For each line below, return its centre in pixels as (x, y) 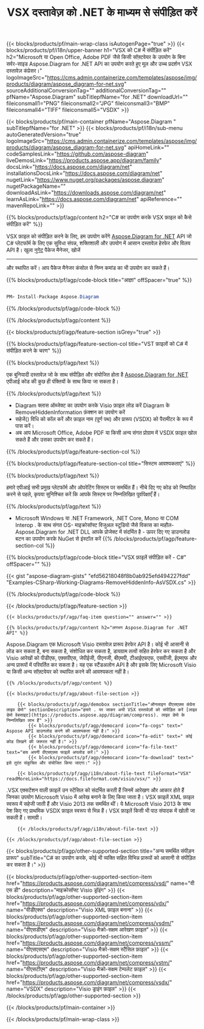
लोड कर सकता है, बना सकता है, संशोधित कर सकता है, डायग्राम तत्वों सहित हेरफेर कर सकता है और (101, 651)
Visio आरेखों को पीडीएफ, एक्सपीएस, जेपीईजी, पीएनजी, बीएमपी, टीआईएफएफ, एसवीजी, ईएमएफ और (102, 658)
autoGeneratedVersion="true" (44, 135)
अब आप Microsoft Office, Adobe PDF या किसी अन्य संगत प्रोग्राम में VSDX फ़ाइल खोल (106, 433)
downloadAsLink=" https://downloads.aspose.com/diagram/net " (86, 193)
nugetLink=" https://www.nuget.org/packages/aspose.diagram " (86, 180)
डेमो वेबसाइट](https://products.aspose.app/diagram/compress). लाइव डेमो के (96, 715)
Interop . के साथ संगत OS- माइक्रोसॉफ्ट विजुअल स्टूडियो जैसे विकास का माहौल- (94, 525)
